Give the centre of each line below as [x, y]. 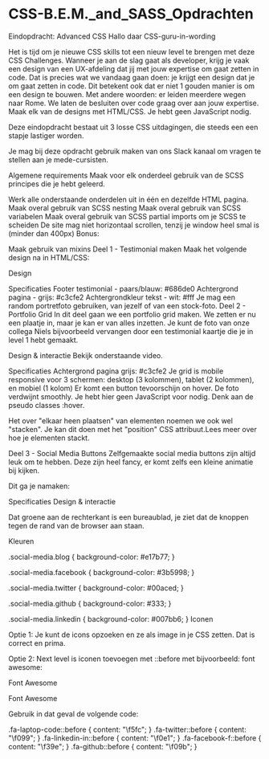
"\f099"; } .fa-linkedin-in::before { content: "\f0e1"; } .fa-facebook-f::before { [135, 738]
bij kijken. [24, 470]
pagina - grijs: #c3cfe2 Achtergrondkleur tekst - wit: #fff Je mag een [122, 297]
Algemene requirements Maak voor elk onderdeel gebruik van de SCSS [126, 175]
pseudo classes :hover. [47, 405]
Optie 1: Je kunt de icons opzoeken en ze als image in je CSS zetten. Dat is [132, 635]
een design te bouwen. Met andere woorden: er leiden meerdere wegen [127, 94]
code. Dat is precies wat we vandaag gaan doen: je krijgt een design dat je [132, 77]
